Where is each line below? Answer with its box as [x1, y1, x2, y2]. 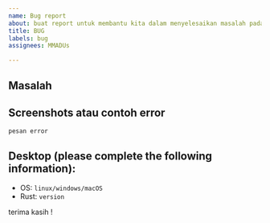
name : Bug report [8, 11, 67, 20]
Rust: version [19, 192, 65, 201]
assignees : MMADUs [8, 42, 70, 50]
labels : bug [8, 34, 48, 43]
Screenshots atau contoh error [8, 105, 166, 119]
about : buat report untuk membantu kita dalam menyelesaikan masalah [8, 19, 247, 27]
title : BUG [8, 27, 45, 35]
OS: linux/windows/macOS [19, 183, 103, 193]
